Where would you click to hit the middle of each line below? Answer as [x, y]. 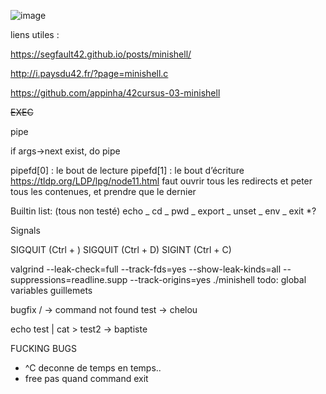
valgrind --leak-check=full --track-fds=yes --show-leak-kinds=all [146, 269]
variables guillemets [51, 290]
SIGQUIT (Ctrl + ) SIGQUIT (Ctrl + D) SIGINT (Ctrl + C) [121, 249]
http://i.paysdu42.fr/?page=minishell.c [89, 73]
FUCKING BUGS [44, 348]
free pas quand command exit [86, 378]
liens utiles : [35, 34]
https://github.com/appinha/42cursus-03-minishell [115, 93]
